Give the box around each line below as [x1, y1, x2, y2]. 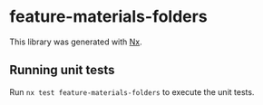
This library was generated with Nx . [9, 36, 142, 47]
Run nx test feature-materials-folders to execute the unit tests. [9, 86, 255, 97]
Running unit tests [9, 62, 115, 78]
